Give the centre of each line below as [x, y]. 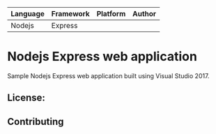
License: [26, 98]
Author [144, 14]
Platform [111, 14]
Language [28, 14]
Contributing [36, 121]
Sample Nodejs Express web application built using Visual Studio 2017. [108, 75]
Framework [71, 14]
